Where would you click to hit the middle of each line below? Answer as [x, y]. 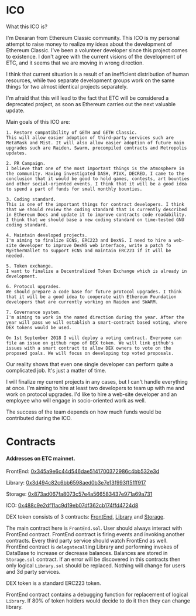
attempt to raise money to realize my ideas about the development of [89, 44]
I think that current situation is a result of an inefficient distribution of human [97, 74]
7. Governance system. [34, 312]
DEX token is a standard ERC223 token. [54, 583]
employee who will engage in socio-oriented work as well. [76, 400]
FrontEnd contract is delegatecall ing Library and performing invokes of [92, 547]
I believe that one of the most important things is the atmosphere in [95, 168]
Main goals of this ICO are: [38, 121]
